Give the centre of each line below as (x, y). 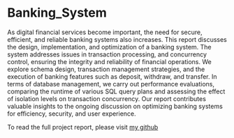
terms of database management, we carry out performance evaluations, (111, 84)
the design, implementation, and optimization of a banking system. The (109, 47)
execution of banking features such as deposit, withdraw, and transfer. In (112, 76)
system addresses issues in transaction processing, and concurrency (107, 54)
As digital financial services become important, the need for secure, (105, 32)
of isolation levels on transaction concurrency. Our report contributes (107, 98)
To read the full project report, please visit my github (83, 127)
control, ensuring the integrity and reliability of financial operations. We (109, 61)
